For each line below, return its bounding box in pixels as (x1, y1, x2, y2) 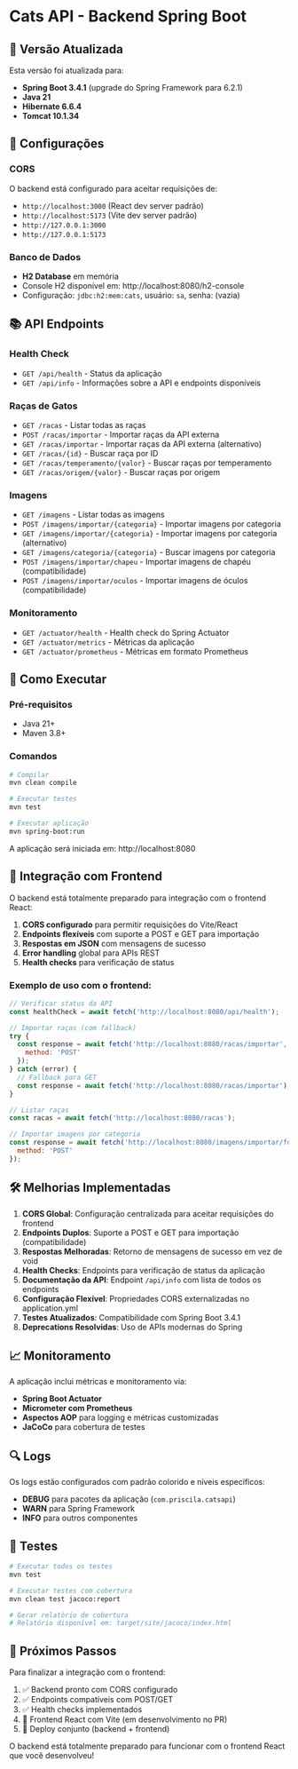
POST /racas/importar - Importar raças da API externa (21, 429, 220, 440)
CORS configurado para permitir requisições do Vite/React (21, 919, 239, 930)
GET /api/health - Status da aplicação (21, 368, 162, 378)
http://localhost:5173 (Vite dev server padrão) (21, 210, 198, 220)
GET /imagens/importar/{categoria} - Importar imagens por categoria (21, 528, 278, 539)
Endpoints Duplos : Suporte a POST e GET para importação (21, 1227, 239, 1238)
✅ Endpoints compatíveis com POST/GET (21, 1694, 174, 1705)
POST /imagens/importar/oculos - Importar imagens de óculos (21, 575, 248, 586)
